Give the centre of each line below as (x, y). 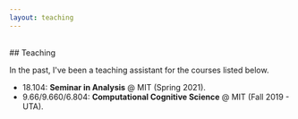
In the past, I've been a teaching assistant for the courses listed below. (139, 70)
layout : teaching (42, 17)
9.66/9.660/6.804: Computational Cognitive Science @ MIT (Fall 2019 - (156, 97)
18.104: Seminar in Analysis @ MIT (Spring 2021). (114, 87)
